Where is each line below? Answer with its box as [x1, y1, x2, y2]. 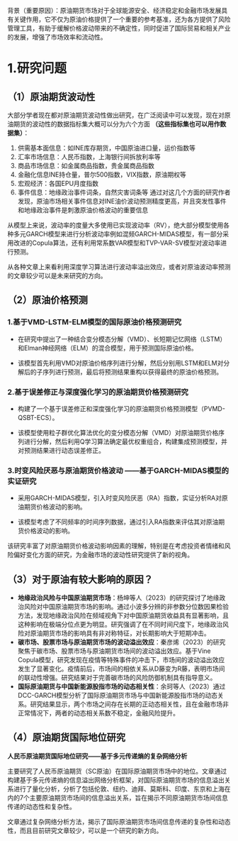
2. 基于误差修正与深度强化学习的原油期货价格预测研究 [7, 387, 189, 397]
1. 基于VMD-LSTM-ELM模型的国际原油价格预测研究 [7, 317, 182, 327]
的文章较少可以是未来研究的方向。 [7, 272, 107, 280]
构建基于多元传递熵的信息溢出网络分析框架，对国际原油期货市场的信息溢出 [7, 776, 225, 784]
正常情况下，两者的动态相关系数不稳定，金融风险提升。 [17, 709, 179, 718]
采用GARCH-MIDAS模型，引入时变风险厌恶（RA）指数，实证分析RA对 [17, 494, 222, 502]
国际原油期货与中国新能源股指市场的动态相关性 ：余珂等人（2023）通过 [17, 682, 226, 691]
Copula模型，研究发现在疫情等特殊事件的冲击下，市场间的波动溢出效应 [17, 656, 225, 664]
